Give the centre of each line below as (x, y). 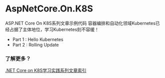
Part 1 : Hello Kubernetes (38, 39)
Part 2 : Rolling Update (35, 44)
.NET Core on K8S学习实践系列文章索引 (46, 70)
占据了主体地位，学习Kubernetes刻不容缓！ (54, 29)
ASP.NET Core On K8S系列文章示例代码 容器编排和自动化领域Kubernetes (80, 23)
